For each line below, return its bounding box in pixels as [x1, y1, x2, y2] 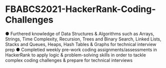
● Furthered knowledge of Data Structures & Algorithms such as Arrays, [5, 30, 154, 36]
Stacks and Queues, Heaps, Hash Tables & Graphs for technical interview [5, 41, 156, 47]
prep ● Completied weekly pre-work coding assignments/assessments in [5, 46, 157, 52]
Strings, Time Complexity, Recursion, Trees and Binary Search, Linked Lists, [5, 36, 161, 42]
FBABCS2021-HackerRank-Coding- [5, 3, 156, 15]
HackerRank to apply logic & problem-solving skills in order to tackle [5, 51, 146, 58]
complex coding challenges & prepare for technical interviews [5, 57, 133, 63]
